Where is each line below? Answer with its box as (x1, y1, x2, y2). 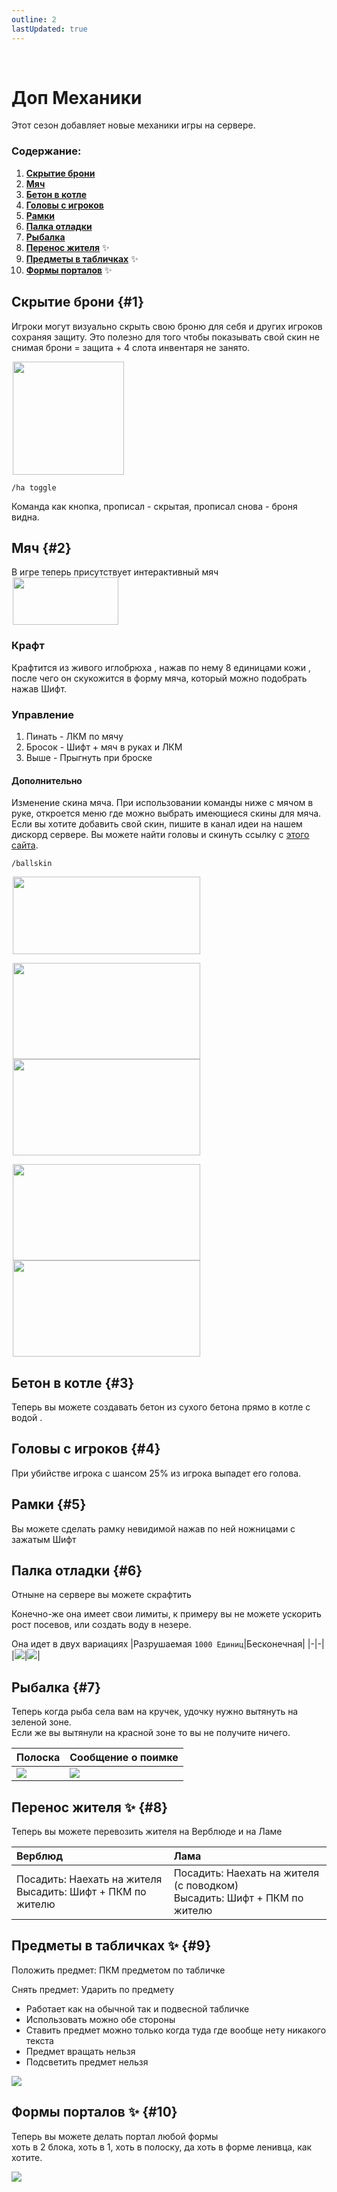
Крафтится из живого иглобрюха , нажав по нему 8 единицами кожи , (11, 661, 312, 673)
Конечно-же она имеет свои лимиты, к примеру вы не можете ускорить (11, 1608, 322, 1620)
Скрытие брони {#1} (11, 294, 145, 311)
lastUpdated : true (11, 24, 88, 34)
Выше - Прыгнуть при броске (25, 751, 153, 763)
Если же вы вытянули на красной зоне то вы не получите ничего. (11, 1727, 291, 1739)
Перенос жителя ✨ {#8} (11, 1799, 169, 1816)
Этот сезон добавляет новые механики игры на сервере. (11, 119, 256, 131)
